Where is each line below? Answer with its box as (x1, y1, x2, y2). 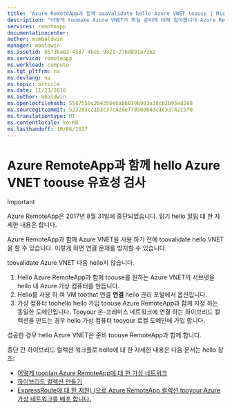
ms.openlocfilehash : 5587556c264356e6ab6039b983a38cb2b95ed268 (7, 100, 193, 107)
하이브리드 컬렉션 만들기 (17, 377, 83, 386)
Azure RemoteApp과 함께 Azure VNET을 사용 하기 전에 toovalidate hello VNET (7, 235, 224, 243)
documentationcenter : (7, 29, 70, 37)
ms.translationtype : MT (7, 112, 76, 119)
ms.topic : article (7, 81, 60, 88)
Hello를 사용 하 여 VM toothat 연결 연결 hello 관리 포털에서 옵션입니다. (17, 290, 207, 299)
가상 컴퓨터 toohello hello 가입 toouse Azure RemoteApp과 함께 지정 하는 (17, 299, 219, 308)
